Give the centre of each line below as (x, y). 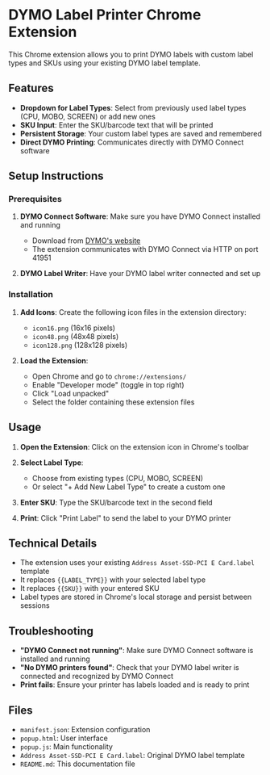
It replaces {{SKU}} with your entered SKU (89, 589)
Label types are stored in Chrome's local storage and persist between (136, 597)
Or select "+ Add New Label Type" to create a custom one (129, 487)
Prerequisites (35, 199)
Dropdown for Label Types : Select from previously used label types (133, 107)
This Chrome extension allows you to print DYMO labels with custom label (131, 54)
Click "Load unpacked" (71, 393)
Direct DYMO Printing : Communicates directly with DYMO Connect (132, 142)
